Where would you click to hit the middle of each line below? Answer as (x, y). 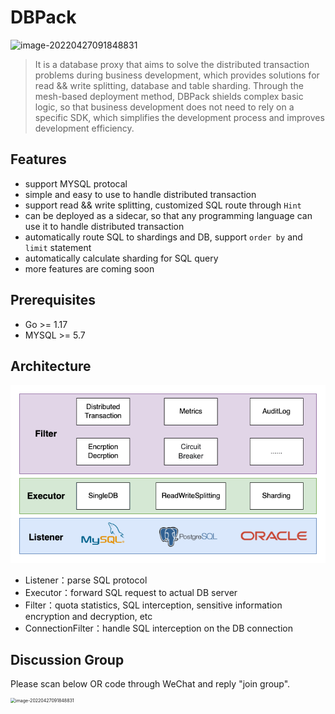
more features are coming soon (89, 268)
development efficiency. (84, 128)
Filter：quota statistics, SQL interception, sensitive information (153, 605)
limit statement (58, 247)
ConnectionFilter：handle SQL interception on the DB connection (159, 628)
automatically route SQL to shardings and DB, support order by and (163, 237)
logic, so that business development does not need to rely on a (164, 107)
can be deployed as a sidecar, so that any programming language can (168, 215)
